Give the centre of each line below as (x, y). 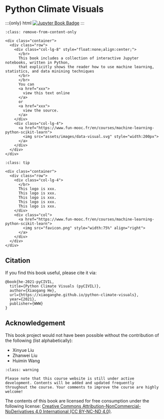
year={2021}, (23, 299)
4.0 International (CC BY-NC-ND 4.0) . (74, 411)
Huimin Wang (26, 361)
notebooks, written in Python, (38, 62)
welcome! (14, 392)
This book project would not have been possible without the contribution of (82, 335)
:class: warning (22, 370)
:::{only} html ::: (45, 23)
